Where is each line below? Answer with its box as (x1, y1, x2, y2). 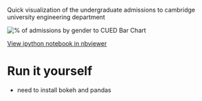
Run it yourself (7, 63, 93, 79)
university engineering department (7, 13, 105, 21)
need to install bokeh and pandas (16, 85, 111, 94)
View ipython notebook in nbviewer (7, 40, 107, 47)
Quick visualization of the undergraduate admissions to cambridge (7, 6, 196, 14)
